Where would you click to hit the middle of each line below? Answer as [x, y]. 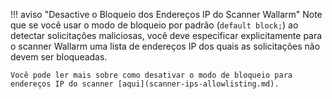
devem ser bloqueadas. [59, 57]
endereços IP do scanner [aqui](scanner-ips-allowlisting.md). [145, 84]
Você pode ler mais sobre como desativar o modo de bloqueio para [151, 75]
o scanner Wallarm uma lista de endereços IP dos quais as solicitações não [165, 46]
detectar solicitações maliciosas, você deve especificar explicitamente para [166, 35]
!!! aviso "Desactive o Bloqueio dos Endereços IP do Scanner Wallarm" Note [166, 14]
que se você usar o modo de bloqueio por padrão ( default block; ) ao [154, 25]
